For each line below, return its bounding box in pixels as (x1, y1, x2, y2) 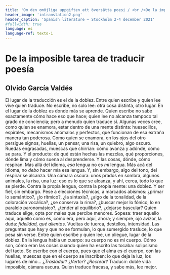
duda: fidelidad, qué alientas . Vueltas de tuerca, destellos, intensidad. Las (5, 221, 159, 227)
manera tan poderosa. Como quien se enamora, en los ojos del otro (5, 135, 146, 141)
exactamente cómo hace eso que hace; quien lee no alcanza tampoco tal (5, 113, 158, 119)
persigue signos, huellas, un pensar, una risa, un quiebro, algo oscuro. (5, 140, 152, 146)
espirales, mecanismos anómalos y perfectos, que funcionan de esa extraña (5, 130, 164, 135)
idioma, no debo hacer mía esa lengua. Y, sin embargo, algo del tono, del (5, 167, 157, 173)
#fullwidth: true (5, 21, 42, 27)
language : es (5, 26, 33, 31)
